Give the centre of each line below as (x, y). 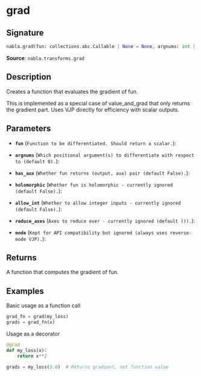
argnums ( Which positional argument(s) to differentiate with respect (105, 155)
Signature (25, 33)
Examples (25, 291)
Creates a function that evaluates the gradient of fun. (72, 92)
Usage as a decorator (33, 334)
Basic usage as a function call (43, 305)
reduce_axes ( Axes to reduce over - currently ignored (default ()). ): (105, 221)
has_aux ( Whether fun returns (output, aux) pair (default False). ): (102, 173)
